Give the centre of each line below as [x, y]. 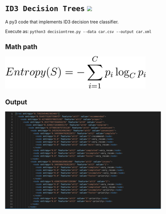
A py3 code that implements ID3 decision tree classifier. [62, 22]
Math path [21, 47]
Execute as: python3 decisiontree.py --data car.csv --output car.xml [78, 31]
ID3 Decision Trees [45, 9]
